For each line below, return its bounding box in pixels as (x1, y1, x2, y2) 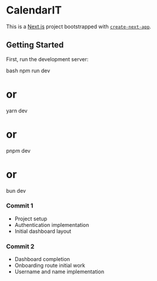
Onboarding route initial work (14, 262, 85, 269)
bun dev (6, 187, 26, 194)
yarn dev (6, 107, 28, 114)
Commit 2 (6, 242, 35, 250)
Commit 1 (6, 202, 34, 210)
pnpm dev (6, 147, 31, 154)
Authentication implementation (14, 221, 89, 228)
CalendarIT (6, 4, 62, 17)
